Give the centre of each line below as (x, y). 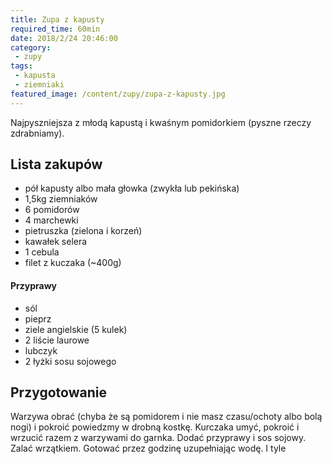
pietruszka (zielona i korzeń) (83, 231)
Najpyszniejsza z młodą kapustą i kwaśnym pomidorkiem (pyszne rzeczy (161, 122)
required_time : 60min (55, 29)
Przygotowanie (58, 392)
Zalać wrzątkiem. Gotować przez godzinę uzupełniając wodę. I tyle (148, 448)
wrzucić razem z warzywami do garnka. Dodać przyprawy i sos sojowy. (158, 438)
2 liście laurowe (57, 340)
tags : (21, 66)
